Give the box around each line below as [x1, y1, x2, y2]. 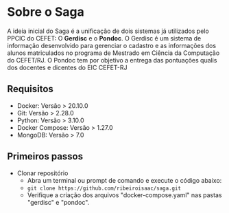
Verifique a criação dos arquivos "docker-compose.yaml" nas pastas [27, 190, 222, 199]
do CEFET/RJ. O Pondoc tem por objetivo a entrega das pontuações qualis [7, 56, 217, 64]
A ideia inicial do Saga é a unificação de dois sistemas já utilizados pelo [7, 27, 209, 35]
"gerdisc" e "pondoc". [27, 198, 90, 206]
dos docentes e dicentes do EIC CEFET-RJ [7, 63, 128, 71]
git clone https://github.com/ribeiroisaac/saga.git [27, 185, 182, 192]
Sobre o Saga [7, 4, 84, 20]
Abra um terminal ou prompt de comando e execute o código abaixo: [27, 176, 222, 184]
